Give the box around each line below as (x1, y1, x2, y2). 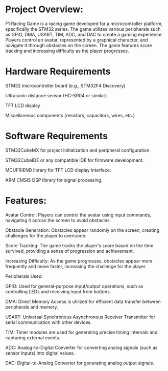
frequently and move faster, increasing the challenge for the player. (5, 263, 147, 269)
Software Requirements (5, 130, 108, 142)
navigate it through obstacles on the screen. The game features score (5, 42, 152, 48)
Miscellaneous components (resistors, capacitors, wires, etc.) (5, 112, 135, 118)
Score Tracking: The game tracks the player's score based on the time (5, 242, 154, 249)
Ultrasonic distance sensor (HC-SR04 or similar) (5, 92, 107, 98)
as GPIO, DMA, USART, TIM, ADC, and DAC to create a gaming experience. (5, 31, 163, 37)
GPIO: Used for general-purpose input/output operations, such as (5, 283, 143, 289)
